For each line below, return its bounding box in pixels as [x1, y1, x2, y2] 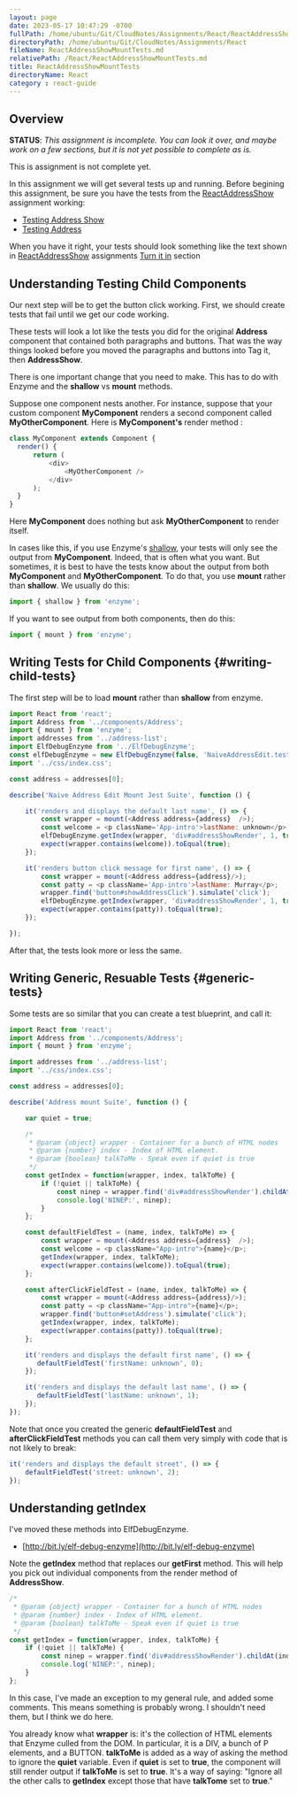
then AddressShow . [9, 355, 83, 366]
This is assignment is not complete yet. [9, 161, 152, 173]
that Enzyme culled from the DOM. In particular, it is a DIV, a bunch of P [9, 1737, 269, 1748]
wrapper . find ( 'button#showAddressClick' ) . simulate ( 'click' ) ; [41, 889, 271, 897]
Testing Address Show [21, 214, 104, 226]
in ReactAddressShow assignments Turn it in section [9, 250, 201, 261]
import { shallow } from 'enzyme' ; [9, 597, 141, 606]
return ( [32, 451, 65, 459]
